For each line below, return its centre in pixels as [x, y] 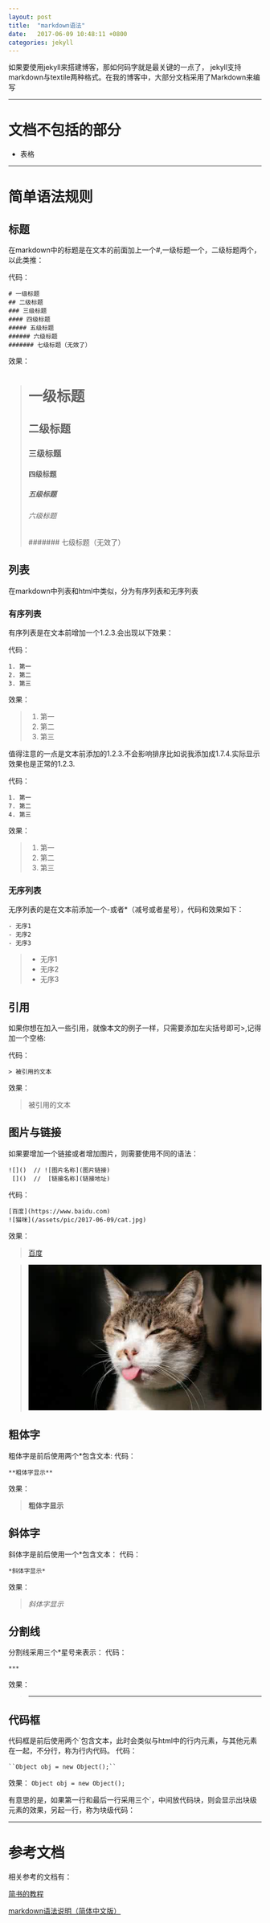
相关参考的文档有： [40, 1877]
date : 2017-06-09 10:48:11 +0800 [68, 34]
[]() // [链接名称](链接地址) [61, 1178]
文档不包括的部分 [65, 131]
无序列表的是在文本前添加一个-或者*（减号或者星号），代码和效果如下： [126, 910]
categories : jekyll [41, 43]
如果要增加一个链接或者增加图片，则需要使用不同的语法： [103, 1153]
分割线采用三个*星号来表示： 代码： [67, 1652]
